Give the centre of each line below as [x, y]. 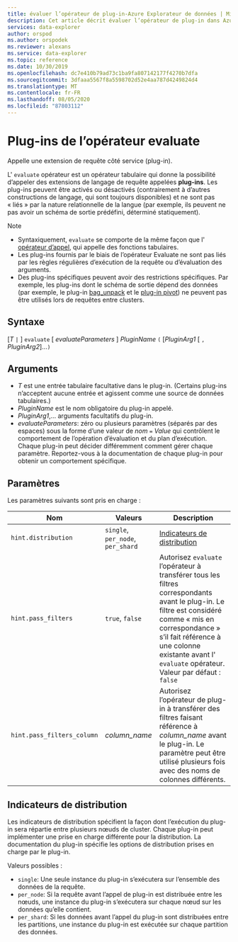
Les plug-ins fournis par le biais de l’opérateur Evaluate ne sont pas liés [122, 254]
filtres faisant [181, 717]
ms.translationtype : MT [42, 86]
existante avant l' [187, 654]
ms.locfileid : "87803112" [45, 106]
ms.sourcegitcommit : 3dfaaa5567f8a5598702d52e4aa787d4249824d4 [103, 80]
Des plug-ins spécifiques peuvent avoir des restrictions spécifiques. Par [123, 277]
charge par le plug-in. [39, 852]
